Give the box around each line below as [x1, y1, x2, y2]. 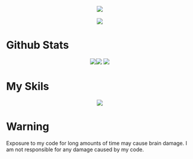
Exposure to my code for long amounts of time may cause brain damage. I [6, 139, 188, 146]
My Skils [6, 80, 49, 93]
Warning [6, 120, 49, 133]
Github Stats [6, 39, 69, 52]
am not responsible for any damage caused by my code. [6, 146, 144, 153]
